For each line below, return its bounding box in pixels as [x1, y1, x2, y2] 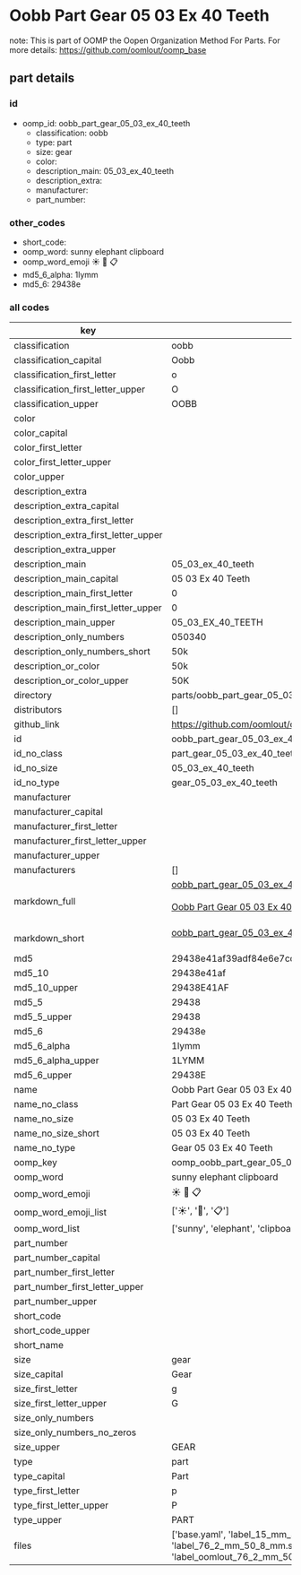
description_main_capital [13, 573, 119, 585]
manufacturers [13, 864, 76, 877]
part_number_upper [13, 1295, 98, 1308]
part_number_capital [13, 1251, 100, 1264]
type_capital [13, 1470, 65, 1483]
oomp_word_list [13, 1223, 81, 1235]
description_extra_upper [13, 543, 116, 556]
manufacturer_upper [13, 849, 100, 861]
